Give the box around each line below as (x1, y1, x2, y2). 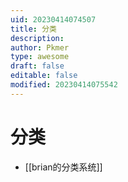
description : (10, 33, 65, 43)
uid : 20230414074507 (10, 14, 97, 25)
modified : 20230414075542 (10, 80, 118, 90)
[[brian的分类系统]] (24, 161, 103, 173)
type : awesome (10, 52, 70, 62)
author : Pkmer (10, 42, 70, 53)
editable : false (10, 71, 78, 81)
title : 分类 (10, 24, 57, 34)
